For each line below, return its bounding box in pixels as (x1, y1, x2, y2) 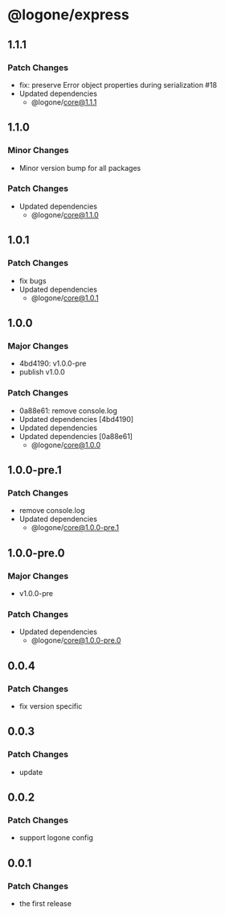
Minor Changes (7, 145, 69, 156)
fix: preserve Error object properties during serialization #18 (18, 80, 218, 89)
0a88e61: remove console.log (18, 405, 118, 416)
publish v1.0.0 (18, 367, 65, 377)
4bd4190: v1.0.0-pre (18, 358, 87, 368)
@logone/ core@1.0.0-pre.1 (31, 523, 120, 532)
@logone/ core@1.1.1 (31, 97, 97, 106)
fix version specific (18, 701, 83, 710)
